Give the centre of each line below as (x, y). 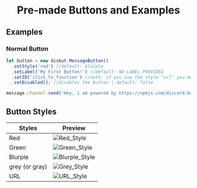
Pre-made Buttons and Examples (98, 10)
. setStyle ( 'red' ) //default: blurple (57, 66)
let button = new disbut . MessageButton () (57, 61)
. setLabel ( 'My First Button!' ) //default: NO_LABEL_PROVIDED (88, 72)
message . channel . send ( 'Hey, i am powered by (61, 93)
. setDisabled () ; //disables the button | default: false (82, 83)
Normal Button (27, 49)
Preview (74, 128)
